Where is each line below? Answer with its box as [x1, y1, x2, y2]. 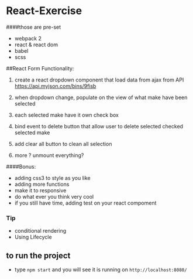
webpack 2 [14, 35, 42, 42]
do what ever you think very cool [14, 193, 94, 200]
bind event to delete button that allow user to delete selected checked [14, 123, 183, 130]
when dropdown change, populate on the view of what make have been [14, 94, 188, 101]
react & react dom [14, 41, 58, 48]
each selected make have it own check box [14, 111, 119, 118]
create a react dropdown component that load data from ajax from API [14, 76, 184, 83]
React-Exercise [6, 4, 82, 18]
